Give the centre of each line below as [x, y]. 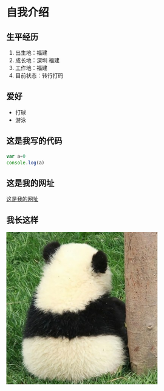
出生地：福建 [31, 53]
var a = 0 [16, 156]
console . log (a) [26, 163]
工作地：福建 [31, 68]
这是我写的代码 [34, 141]
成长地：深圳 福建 [37, 60]
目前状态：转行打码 [39, 76]
